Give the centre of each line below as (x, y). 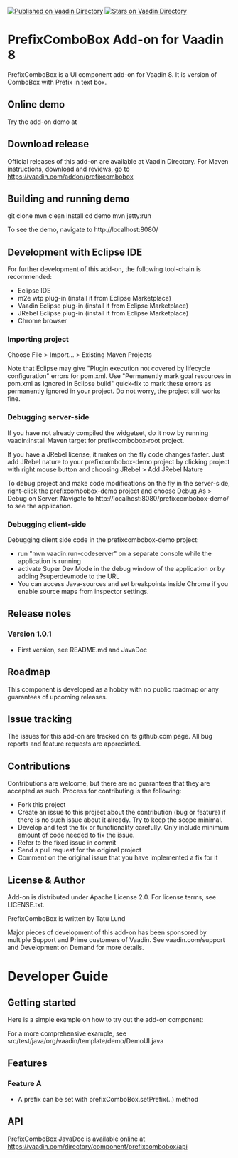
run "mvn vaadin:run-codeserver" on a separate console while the (114, 554)
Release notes (39, 614)
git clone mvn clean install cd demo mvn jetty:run (79, 216)
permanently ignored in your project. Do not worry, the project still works (114, 391)
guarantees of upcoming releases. (58, 697)
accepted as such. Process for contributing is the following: (94, 791)
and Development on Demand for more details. (76, 948)
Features (27, 1064)
